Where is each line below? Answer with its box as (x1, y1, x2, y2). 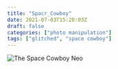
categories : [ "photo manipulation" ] (7, 29, 112, 36)
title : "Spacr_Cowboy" (7, 10, 72, 17)
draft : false (7, 23, 45, 29)
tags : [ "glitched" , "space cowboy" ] (7, 36, 112, 42)
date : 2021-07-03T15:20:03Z (7, 16, 88, 23)
